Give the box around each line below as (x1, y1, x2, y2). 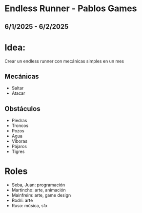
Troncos (11, 123, 29, 128)
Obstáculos (4, 105, 41, 113)
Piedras (11, 118, 27, 124)
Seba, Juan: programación (11, 182, 65, 188)
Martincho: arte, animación (11, 187, 66, 193)
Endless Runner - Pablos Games (4, 3, 137, 14)
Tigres (11, 149, 25, 154)
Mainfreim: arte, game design (11, 192, 71, 198)
